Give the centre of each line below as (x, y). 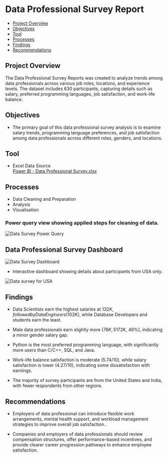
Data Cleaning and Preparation (44, 199)
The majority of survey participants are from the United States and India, (87, 380)
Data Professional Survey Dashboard (64, 249)
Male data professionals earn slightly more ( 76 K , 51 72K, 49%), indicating (88, 330)
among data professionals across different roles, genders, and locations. (88, 138)
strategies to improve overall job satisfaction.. (59, 424)
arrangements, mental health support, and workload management (80, 419)
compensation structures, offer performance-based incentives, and (82, 439)
